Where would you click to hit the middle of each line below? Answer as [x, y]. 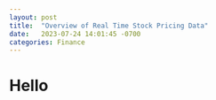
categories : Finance [48, 42]
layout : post [33, 17]
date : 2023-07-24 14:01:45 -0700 [75, 34]
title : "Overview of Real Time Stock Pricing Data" [109, 26]
